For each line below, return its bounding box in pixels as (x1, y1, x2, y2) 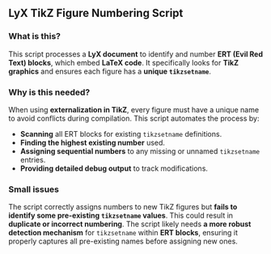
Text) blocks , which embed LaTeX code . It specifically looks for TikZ (8, 57, 239, 67)
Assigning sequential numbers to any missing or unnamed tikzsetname (19, 146, 260, 156)
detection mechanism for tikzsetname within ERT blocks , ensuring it (8, 228, 239, 238)
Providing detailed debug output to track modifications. (19, 163, 209, 173)
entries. (19, 155, 46, 164)
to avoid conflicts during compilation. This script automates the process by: (8, 113, 260, 123)
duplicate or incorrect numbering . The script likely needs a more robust (8, 219, 252, 229)
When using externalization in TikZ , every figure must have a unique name (8, 104, 260, 114)
